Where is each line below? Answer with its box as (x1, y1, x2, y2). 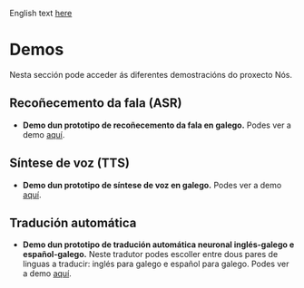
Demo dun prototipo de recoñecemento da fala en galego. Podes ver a (22, 120, 292, 130)
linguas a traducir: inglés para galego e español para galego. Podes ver (22, 258, 289, 270)
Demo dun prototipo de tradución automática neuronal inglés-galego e (22, 239, 295, 250)
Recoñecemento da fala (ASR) (9, 95, 182, 111)
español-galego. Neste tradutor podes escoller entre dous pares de (22, 249, 279, 260)
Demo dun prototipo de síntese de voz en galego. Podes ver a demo (22, 179, 282, 190)
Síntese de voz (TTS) (9, 156, 130, 171)
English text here (9, 8, 73, 18)
